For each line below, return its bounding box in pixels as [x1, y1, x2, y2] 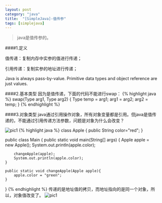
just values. [5, 81, 28, 87]
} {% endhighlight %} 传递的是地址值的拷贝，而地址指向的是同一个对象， [5, 186, 151, 192]
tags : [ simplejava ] [5, 20, 45, 26]
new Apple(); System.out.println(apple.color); [5, 142, 96, 148]
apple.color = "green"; [14, 173, 62, 178]
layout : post [5, 7, 32, 12]
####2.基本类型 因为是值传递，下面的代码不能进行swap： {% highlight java [5, 91, 157, 97]
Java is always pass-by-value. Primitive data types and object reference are [5, 76, 157, 81]
